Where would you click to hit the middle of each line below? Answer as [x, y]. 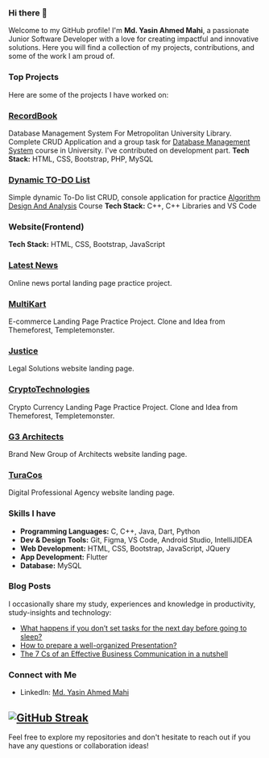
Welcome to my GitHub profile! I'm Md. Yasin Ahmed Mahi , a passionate [129, 31]
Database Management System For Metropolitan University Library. [120, 133]
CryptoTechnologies [49, 389]
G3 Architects [36, 437]
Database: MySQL [51, 565]
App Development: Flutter [64, 557]
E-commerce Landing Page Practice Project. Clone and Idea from [117, 321]
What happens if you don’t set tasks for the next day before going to [133, 628]
